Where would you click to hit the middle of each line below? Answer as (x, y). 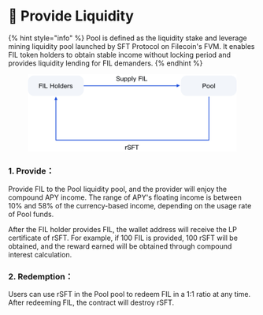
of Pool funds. (31, 214)
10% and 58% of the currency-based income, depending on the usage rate (130, 205)
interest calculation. (40, 254)
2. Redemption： (41, 276)
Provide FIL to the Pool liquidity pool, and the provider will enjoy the (117, 189)
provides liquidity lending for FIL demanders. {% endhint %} (106, 63)
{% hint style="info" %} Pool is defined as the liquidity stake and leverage (128, 38)
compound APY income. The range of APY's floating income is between (125, 197)
